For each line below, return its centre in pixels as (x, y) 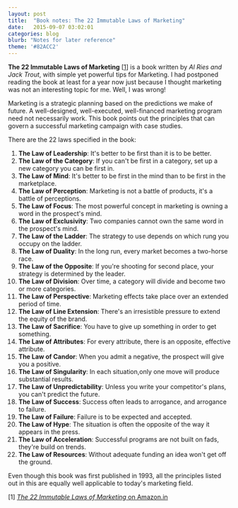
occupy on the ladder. (50, 244)
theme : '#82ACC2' (34, 47)
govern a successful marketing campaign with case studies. (95, 126)
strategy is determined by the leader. (72, 274)
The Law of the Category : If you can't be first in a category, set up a (118, 161)
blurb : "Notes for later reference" (62, 40)
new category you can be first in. (66, 168)
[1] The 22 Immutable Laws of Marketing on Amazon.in (88, 497)
